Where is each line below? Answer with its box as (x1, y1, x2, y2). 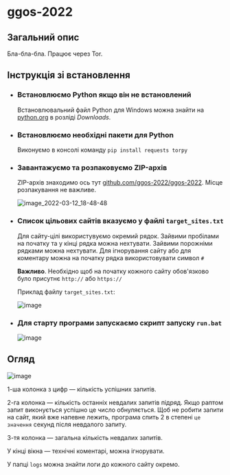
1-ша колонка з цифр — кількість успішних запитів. (7, 385, 157, 393)
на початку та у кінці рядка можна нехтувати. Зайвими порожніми (16, 239, 213, 247)
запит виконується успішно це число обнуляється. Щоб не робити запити (7, 406, 224, 414)
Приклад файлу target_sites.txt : (16, 288, 115, 296)
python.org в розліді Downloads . (16, 113, 111, 121)
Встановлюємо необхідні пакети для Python (16, 130, 174, 139)
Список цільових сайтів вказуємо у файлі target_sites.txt (16, 216, 225, 226)
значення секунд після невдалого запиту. (7, 420, 127, 428)
